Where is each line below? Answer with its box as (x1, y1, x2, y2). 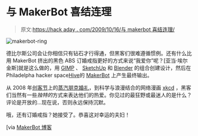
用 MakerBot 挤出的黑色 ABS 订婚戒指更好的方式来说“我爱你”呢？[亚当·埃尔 (6, 57, 188, 64)
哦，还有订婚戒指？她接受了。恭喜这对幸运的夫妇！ (6, 111, 130, 118)
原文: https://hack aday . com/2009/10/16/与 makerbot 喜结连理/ (20, 26, 175, 33)
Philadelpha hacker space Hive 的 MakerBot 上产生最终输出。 (6, 72, 153, 79)
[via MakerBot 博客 (6, 124, 52, 131)
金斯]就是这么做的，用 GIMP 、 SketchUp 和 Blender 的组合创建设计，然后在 (6, 64, 192, 71)
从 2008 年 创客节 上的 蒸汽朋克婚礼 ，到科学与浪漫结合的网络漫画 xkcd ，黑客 (6, 84, 192, 91)
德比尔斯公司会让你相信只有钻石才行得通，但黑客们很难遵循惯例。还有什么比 (6, 49, 192, 56)
